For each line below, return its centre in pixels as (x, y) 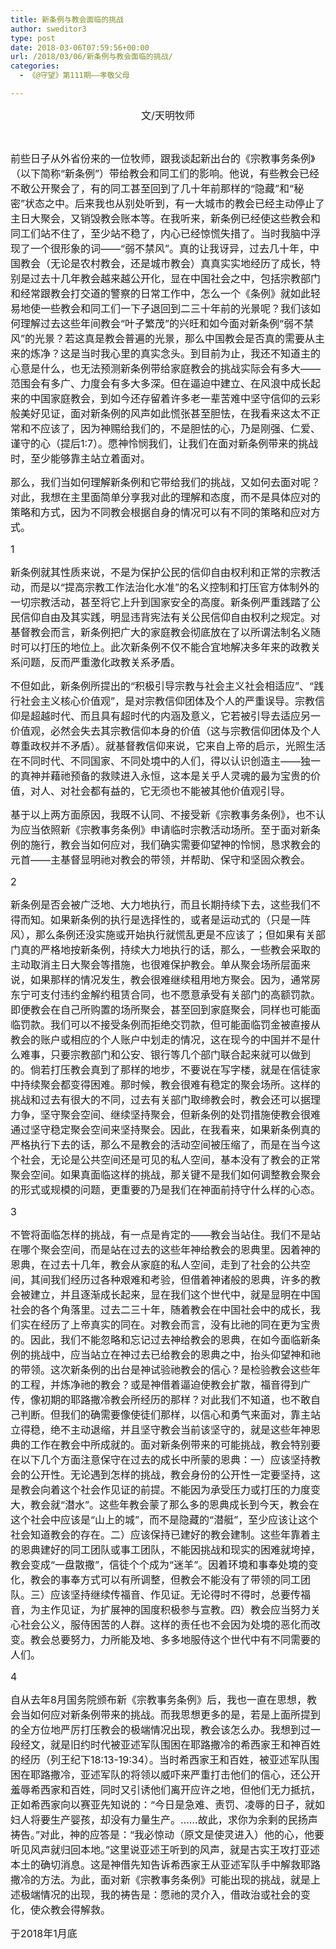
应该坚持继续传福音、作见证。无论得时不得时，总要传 (176, 1594)
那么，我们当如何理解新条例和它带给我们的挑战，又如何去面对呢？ (166, 482)
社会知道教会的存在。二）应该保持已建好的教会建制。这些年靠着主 (166, 1534)
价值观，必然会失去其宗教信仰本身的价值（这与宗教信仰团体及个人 (166, 731)
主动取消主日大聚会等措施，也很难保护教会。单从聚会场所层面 (156, 964)
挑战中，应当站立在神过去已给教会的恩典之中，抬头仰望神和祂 (176, 1354)
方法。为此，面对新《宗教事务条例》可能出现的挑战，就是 (176, 1879)
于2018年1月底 (44, 1933)
